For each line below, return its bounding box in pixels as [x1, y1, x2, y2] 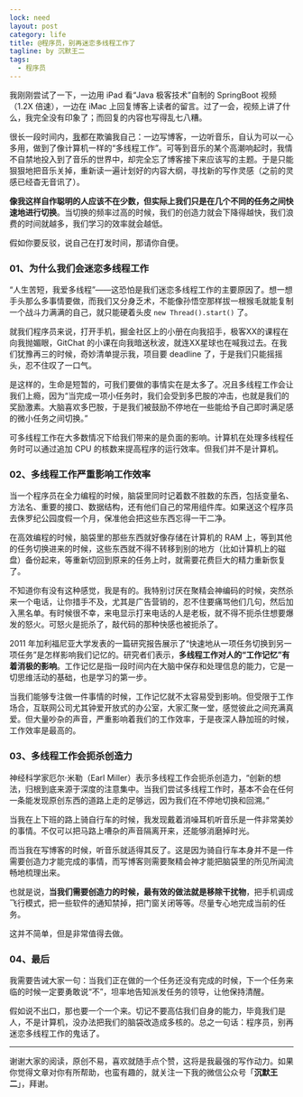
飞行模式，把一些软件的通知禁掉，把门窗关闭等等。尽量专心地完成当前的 [9, 897, 278, 908]
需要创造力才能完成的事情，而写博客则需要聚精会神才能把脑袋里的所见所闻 [9, 855, 286, 867]
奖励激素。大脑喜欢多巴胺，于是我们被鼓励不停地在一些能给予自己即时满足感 [9, 402, 294, 413]
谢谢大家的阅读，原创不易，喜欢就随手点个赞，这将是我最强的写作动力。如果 [9, 1055, 294, 1066]
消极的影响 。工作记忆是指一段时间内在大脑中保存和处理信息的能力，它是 [16, 661, 286, 672]
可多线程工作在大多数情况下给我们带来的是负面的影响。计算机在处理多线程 [9, 432, 286, 443]
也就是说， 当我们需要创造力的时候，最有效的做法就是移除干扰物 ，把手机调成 [9, 886, 294, 897]
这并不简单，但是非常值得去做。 [9, 927, 128, 939]
